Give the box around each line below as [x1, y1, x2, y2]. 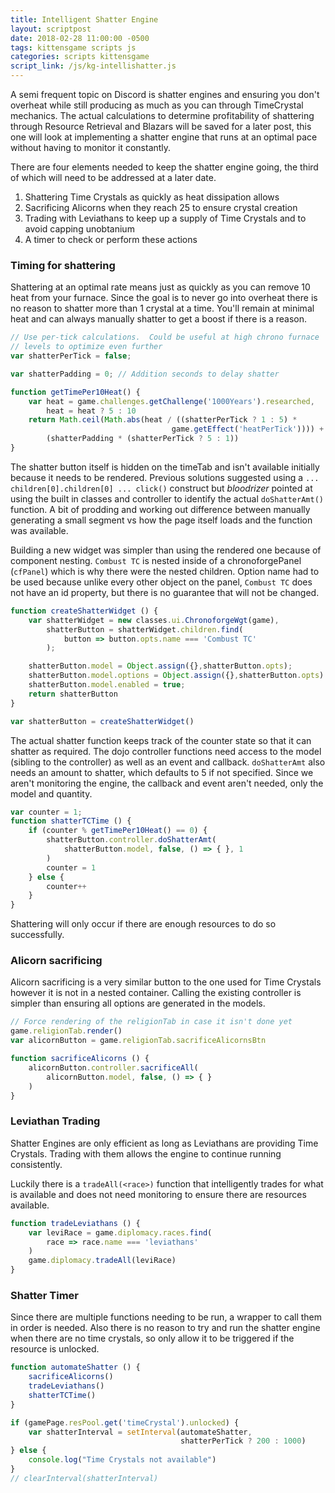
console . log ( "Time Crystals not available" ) [28, 1455, 217, 1465]
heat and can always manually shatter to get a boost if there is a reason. [10, 313, 308, 325]
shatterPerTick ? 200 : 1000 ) [180, 1436, 307, 1446]
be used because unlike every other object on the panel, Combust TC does [10, 576, 313, 588]
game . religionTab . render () [10, 1026, 123, 1036]
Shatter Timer [10, 1288, 80, 1302]
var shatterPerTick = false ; [10, 351, 132, 361]
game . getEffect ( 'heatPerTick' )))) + [171, 424, 325, 435]
